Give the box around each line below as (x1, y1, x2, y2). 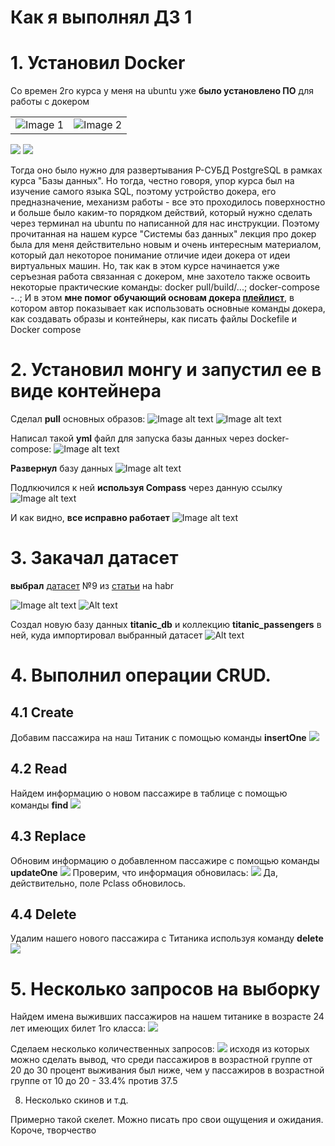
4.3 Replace (10, 828, 87, 845)
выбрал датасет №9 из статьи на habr (10, 580, 175, 591)
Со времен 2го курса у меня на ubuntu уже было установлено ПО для (10, 85, 314, 97)
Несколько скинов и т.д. (24, 1094, 129, 1106)
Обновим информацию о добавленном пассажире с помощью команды (10, 854, 320, 866)
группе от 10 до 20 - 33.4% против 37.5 (10, 1075, 178, 1087)
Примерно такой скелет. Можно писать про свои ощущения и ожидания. (10, 1114, 324, 1126)
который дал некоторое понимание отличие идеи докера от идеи (10, 249, 291, 261)
